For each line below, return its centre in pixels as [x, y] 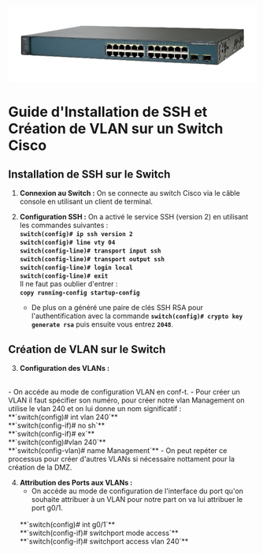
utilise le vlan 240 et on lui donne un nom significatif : [95, 409]
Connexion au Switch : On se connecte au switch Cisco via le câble [130, 193]
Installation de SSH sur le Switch [89, 174]
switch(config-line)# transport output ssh [92, 260]
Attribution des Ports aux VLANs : [76, 483]
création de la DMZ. [40, 467]
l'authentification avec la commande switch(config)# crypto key [137, 316]
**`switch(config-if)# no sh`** [57, 425]
